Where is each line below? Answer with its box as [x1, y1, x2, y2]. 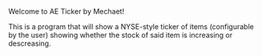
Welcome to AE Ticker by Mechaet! [8, 7, 125, 16]
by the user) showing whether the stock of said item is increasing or [8, 31, 233, 39]
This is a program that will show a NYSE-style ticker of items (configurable [8, 22, 254, 31]
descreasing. [8, 39, 51, 48]
